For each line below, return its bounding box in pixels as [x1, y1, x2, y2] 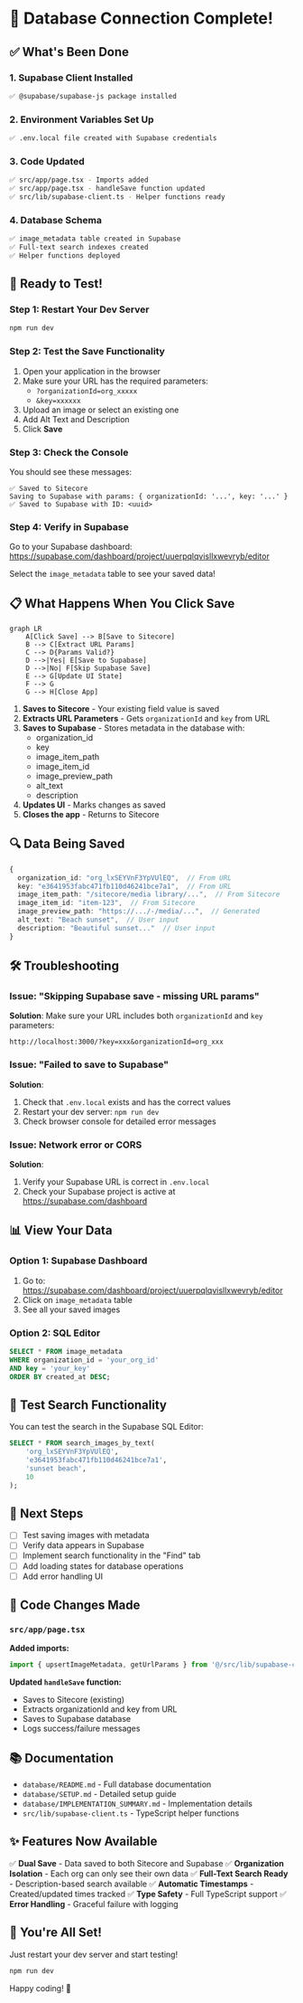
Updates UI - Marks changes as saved [22, 799, 166, 810]
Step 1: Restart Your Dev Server [9, 303, 150, 316]
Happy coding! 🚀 [9, 1982, 72, 1993]
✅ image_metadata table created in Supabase [9, 234, 181, 243]
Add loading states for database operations [22, 1560, 184, 1572]
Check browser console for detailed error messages [22, 1116, 216, 1127]
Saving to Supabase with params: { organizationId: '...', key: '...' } [9, 492, 289, 501]
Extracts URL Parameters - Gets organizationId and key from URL [22, 713, 271, 724]
